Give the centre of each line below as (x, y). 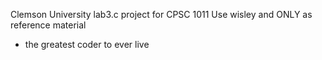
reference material (48, 25)
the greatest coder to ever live (87, 44)
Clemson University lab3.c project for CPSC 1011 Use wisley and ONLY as (161, 14)
